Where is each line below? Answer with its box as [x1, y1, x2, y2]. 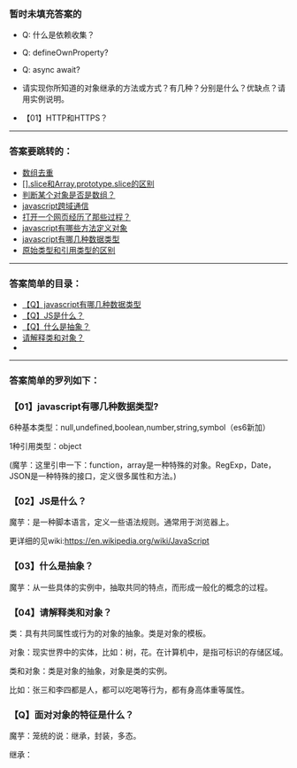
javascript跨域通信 [21, 200, 89, 211]
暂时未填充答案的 [9, 7, 82, 19]
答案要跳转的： [9, 145, 73, 158]
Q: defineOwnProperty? [21, 47, 109, 58]
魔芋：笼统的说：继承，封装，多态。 [9, 731, 141, 741]
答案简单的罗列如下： [9, 374, 100, 386]
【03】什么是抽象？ [9, 560, 95, 572]
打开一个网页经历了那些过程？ [21, 211, 131, 222]
